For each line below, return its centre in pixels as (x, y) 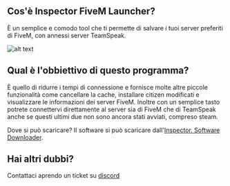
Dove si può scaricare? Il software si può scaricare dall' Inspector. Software (114, 130)
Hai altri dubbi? (40, 159)
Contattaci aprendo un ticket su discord (64, 176)
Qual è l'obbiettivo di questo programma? (98, 71)
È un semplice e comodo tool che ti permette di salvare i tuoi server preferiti (115, 28)
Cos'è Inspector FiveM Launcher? (81, 11)
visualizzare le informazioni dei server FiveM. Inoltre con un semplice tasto (114, 102)
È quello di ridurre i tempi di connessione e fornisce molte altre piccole (108, 87)
